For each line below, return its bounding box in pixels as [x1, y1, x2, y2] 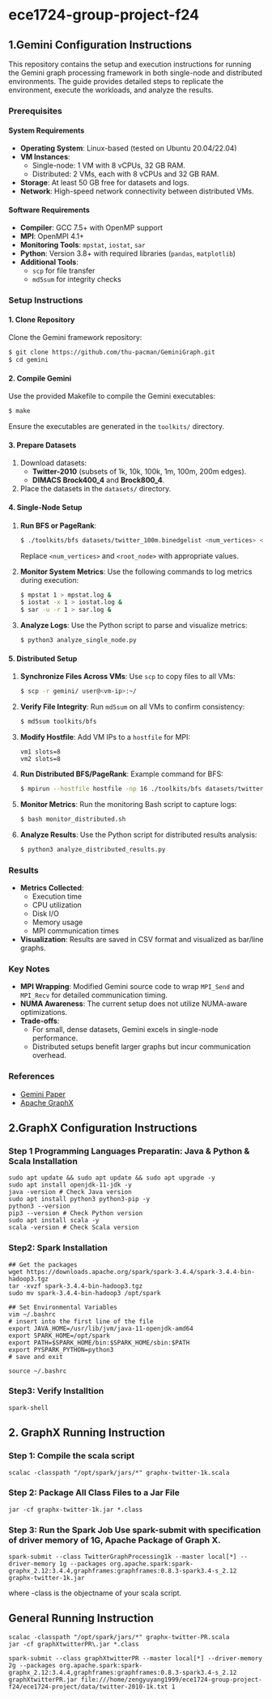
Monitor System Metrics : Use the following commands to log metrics [19, 567, 253, 576]
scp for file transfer [32, 265, 96, 276]
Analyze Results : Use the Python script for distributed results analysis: [19, 830, 257, 839]
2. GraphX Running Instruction [8, 1426, 166, 1440]
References [8, 1071, 55, 1082]
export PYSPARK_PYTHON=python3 [8, 1345, 114, 1353]
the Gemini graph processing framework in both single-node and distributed [8, 68, 263, 78]
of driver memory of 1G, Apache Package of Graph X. [8, 1534, 221, 1545]
